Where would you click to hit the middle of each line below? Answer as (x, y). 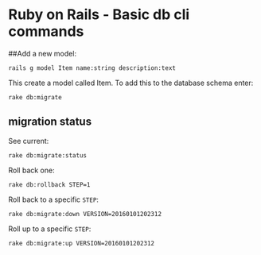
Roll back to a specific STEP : (54, 199)
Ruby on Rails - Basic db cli (99, 15)
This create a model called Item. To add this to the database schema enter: (131, 83)
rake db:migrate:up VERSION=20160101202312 (82, 243)
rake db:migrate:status (48, 155)
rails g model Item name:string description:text (92, 68)
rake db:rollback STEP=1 (49, 184)
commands (46, 31)
